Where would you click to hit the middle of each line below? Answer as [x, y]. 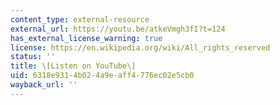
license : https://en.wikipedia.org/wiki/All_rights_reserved [140, 47]
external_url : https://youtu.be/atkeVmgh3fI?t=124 [118, 29]
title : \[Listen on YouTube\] [73, 66]
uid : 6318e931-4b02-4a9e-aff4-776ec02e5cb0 [102, 76]
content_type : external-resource [80, 19]
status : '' [33, 57]
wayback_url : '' [44, 85]
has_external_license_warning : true [86, 38]
